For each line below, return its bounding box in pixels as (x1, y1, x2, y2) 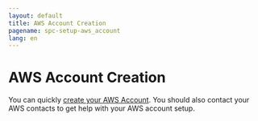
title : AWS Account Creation (8, 19, 106, 27)
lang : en (8, 34, 38, 42)
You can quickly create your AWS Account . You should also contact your (8, 95, 250, 105)
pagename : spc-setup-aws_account (8, 26, 121, 34)
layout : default (8, 11, 63, 20)
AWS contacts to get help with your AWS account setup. (8, 103, 195, 113)
